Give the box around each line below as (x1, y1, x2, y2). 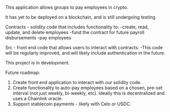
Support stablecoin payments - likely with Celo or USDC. (12, 101, 131, 107)
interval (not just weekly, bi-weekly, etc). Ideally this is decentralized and (12, 90, 165, 96)
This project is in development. (5, 60, 70, 65)
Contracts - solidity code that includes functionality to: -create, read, (5, 24, 149, 30)
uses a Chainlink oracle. (12, 96, 63, 101)
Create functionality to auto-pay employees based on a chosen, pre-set (12, 85, 163, 91)
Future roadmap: (5, 69, 40, 76)
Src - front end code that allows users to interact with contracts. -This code (5, 45, 163, 50)
